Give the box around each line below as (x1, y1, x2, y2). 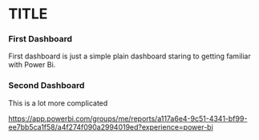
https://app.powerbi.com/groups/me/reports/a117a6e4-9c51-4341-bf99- (8, 114, 248, 123)
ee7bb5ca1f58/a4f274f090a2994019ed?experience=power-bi (8, 122, 214, 132)
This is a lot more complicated (8, 98, 108, 108)
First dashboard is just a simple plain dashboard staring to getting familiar (8, 51, 251, 61)
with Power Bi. (8, 60, 56, 70)
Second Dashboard (8, 80, 85, 91)
